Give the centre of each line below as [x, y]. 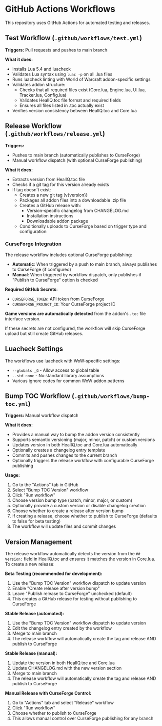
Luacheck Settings [34, 349]
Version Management [39, 542]
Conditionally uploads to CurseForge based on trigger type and [83, 226]
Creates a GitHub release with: [50, 205]
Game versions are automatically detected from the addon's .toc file [76, 313]
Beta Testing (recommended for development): [54, 574]
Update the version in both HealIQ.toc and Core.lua [63, 663]
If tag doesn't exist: [31, 189]
